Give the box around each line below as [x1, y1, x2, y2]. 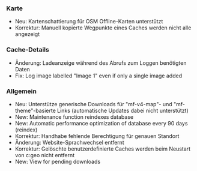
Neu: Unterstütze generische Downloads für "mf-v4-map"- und [14, 100, 172, 107]
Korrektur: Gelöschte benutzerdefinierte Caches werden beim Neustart [14, 145, 191, 152]
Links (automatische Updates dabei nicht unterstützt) [56, 107, 189, 114]
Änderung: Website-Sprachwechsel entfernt [14, 139, 124, 146]
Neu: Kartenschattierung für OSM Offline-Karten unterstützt [14, 18, 163, 25]
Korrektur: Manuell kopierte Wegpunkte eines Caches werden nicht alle [14, 24, 192, 31]
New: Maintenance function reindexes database [14, 113, 134, 121]
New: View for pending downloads [14, 158, 101, 165]
